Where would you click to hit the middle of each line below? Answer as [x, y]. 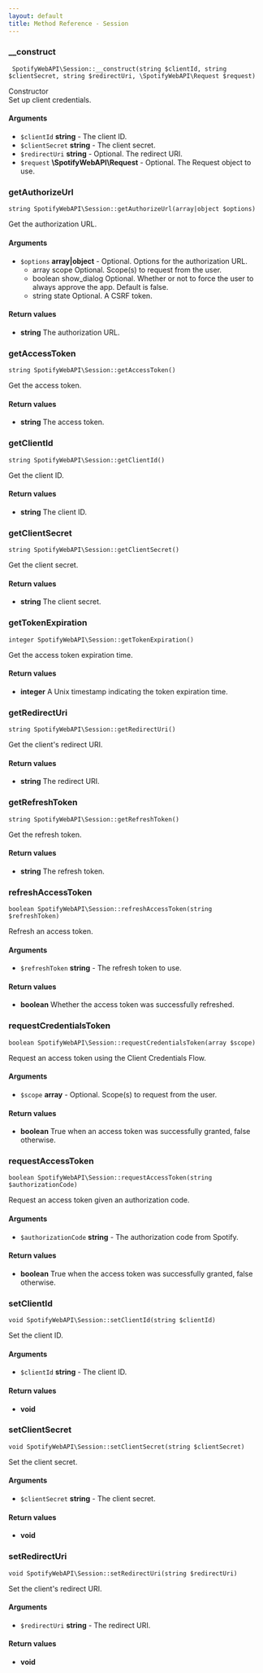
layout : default [36, 16]
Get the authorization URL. [53, 224]
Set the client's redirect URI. [56, 1588]
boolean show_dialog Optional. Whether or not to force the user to [143, 278]
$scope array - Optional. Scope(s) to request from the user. [119, 1094]
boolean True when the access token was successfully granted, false [136, 1273]
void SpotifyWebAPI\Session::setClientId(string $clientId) [112, 1320]
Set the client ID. [36, 1335]
